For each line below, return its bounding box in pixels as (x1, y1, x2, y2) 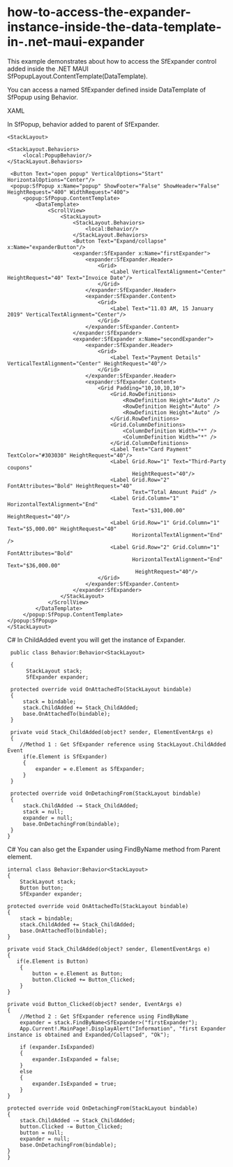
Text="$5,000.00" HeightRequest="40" (7, 525, 117, 532)
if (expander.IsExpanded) (20, 1043, 96, 1050)
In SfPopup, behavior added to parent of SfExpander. (7, 120, 160, 128)
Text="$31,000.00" (132, 507, 186, 514)
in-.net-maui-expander (7, 34, 145, 50)
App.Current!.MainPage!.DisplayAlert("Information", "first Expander (20, 1025, 227, 1032)
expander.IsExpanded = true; (32, 1080, 117, 1087)
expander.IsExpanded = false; (32, 1056, 120, 1063)
